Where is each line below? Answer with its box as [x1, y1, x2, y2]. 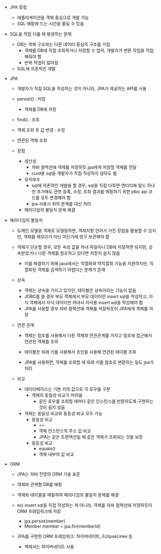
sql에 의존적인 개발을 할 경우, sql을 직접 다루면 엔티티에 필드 [31, 182, 146, 188]
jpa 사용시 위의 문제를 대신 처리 [31, 201, 91, 206]
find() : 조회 [17, 117, 40, 122]
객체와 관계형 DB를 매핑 [17, 482, 62, 487]
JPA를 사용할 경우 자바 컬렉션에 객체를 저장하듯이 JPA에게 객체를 [24, 306, 148, 311]
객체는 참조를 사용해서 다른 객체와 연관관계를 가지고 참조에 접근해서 [24, 333, 152, 338]
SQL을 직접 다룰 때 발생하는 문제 [9, 31, 72, 37]
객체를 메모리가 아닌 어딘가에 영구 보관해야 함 [23, 234, 110, 239]
